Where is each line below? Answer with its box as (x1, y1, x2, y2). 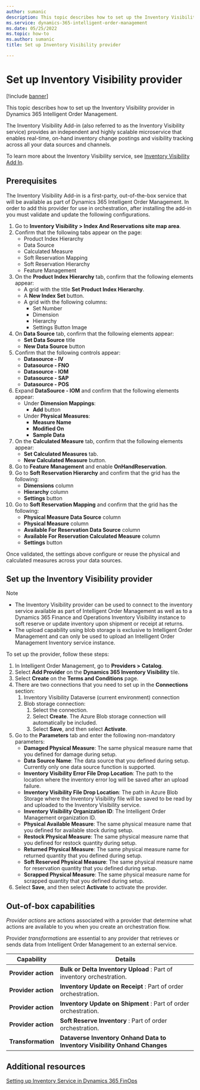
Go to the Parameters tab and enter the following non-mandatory (14, 732, 176, 739)
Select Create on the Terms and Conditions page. (14, 675, 139, 682)
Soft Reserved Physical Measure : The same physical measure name (23, 858, 193, 865)
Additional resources (6, 1061, 86, 1072)
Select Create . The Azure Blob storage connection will (32, 713, 167, 720)
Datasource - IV (23, 355, 64, 362)
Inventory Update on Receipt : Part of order (60, 982, 183, 991)
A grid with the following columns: (23, 298, 108, 306)
